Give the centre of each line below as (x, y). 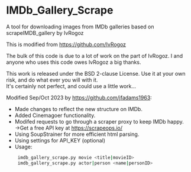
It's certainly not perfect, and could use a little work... (71, 86)
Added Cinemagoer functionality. (55, 115)
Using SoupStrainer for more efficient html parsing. (77, 134)
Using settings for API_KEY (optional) (60, 140)
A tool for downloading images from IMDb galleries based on (80, 27)
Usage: (23, 147)
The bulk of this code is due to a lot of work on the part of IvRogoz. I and (95, 56)
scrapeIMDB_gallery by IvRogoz (45, 33)
